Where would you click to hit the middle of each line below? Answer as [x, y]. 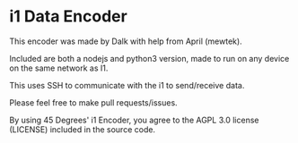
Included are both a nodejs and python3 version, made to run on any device [149, 58]
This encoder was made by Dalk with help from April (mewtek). [126, 41]
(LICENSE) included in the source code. [82, 129]
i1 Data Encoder [68, 17]
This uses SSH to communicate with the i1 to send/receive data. [127, 85]
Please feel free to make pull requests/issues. [93, 102]
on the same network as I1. [59, 68]
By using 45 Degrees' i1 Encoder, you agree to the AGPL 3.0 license [134, 120]
